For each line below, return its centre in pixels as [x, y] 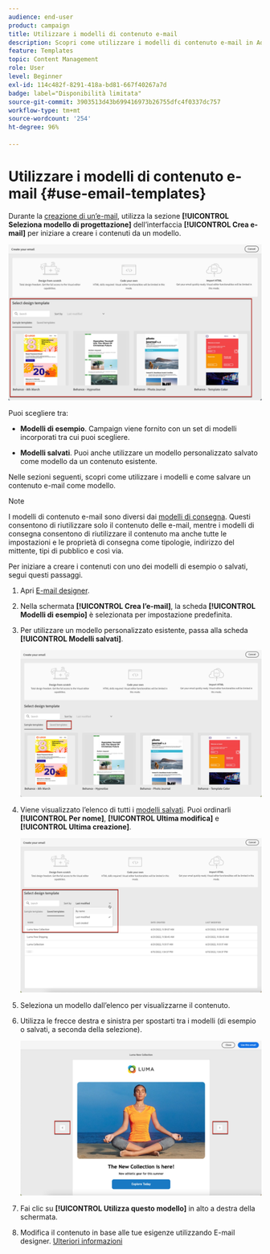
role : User [27, 68]
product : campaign [39, 25]
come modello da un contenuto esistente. [89, 461]
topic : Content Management [53, 60]
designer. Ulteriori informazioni [71, 1241]
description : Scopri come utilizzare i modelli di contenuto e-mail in [131, 43]
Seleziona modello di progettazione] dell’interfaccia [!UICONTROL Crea [129, 224]
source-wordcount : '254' [50, 119]
